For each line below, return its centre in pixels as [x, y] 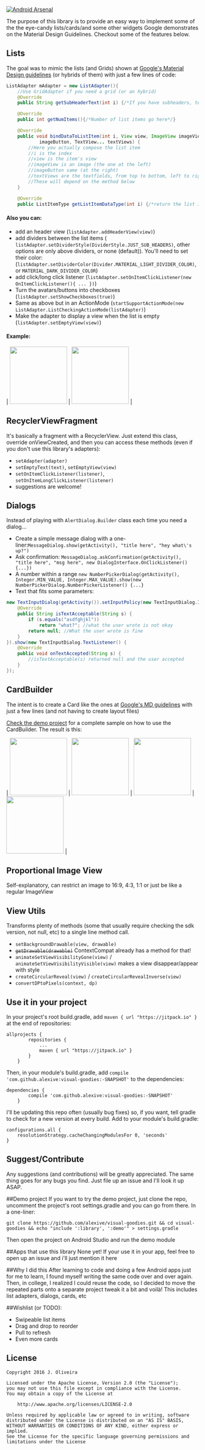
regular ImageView [30, 892]
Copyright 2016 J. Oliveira [42, 1372]
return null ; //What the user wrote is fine [86, 631]
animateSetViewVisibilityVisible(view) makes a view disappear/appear [106, 964]
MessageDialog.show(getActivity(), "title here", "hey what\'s [110, 546]
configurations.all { [34, 1130]
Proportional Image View [54, 871]
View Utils [26, 911]
